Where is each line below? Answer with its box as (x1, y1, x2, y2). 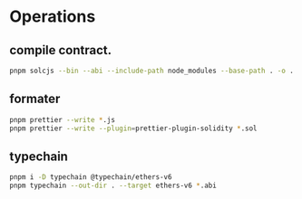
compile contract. (9, 43, 112, 58)
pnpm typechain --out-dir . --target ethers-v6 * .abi (9, 181, 218, 191)
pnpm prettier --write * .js (9, 115, 116, 124)
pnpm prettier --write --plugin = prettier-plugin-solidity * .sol (9, 124, 258, 133)
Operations (9, 6, 96, 27)
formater (9, 91, 61, 107)
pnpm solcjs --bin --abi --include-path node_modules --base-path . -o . (9, 66, 295, 75)
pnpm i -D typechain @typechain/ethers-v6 (9, 173, 172, 182)
